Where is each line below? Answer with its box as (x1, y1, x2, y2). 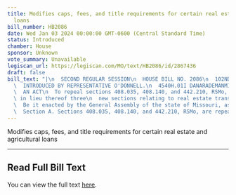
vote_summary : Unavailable (7, 56, 86, 63)
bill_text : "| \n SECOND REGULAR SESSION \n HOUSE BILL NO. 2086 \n (7, 75, 209, 83)
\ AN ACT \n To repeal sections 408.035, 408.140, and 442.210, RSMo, (13, 88, 228, 95)
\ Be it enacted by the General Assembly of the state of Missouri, (13, 102, 221, 109)
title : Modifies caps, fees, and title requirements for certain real (7, 10, 218, 18)
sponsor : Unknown (7, 50, 58, 57)
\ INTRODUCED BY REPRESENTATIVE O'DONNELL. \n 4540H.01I (13, 82, 188, 89)
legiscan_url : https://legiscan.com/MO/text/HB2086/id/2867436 (7, 62, 197, 69)
